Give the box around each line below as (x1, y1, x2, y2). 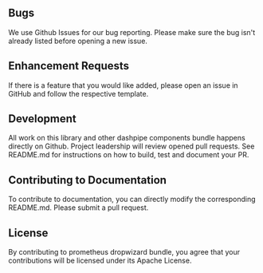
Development (8, 112, 77, 126)
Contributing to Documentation (8, 173, 167, 187)
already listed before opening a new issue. (8, 36, 147, 45)
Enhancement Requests (8, 59, 130, 73)
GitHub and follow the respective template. (8, 89, 149, 98)
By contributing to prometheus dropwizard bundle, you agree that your (8, 247, 241, 257)
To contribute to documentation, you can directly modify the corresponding (8, 195, 257, 204)
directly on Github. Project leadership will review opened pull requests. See (8, 141, 255, 151)
